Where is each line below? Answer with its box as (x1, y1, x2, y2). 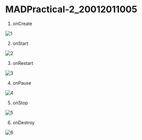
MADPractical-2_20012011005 (5, 4, 137, 15)
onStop (12, 100, 28, 106)
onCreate (12, 20, 33, 27)
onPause (12, 80, 32, 86)
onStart (12, 40, 29, 46)
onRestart (12, 60, 34, 66)
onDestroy (12, 119, 35, 126)
